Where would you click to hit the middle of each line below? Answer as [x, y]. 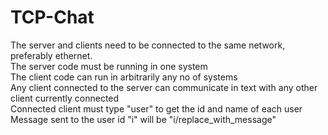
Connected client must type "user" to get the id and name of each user [156, 108]
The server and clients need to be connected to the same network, [148, 45]
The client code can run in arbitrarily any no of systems [124, 77]
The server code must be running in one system [109, 66]
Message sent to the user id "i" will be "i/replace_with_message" [143, 119]
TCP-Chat [52, 17]
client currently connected [65, 98]
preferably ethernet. [51, 55]
